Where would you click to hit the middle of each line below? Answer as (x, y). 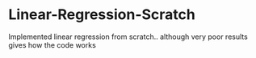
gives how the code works (52, 44)
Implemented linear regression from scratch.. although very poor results (128, 37)
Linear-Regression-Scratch (102, 15)
